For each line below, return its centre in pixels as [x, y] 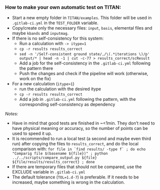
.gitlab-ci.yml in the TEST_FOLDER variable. [55, 23]
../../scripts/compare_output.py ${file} [54, 158]
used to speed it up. [32, 134]
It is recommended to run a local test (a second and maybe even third [81, 139]
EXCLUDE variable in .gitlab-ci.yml [49, 172]
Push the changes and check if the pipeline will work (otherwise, [84, 74]
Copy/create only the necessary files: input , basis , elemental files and [82, 28]
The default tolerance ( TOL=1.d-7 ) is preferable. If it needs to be [75, 177]
